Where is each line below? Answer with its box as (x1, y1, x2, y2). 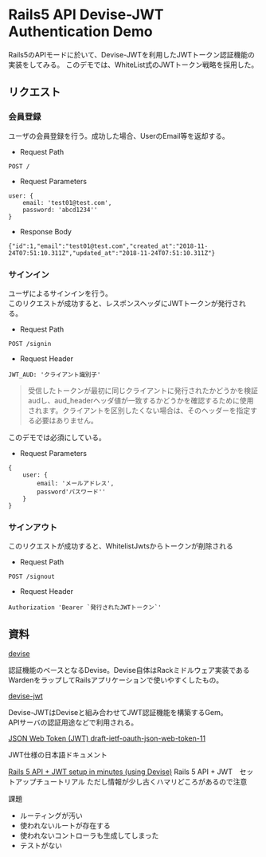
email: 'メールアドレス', (37, 479, 115, 487)
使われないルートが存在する (19, 821, 111, 831)
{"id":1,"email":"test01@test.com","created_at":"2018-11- (8, 242, 209, 250)
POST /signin (8, 340, 52, 348)
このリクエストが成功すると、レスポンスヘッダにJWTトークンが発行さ (8, 298, 240, 308)
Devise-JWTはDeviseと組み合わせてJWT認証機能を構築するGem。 (8, 708, 228, 717)
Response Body (19, 226, 72, 236)
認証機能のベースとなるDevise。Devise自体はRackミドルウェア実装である (8, 666, 250, 675)
